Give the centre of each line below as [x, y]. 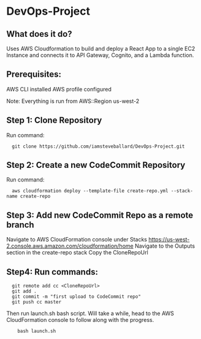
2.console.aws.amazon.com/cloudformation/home [70, 246]
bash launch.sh [37, 331]
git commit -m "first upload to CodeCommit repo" [76, 297]
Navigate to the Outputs [165, 246]
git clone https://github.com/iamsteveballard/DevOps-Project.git [98, 146]
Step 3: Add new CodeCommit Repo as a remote [100, 215]
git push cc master [37, 302]
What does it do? [39, 34]
